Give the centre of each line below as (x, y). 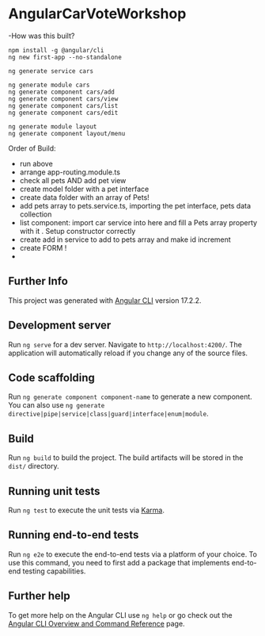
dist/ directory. (34, 466)
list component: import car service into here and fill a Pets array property (138, 222)
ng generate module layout (53, 126)
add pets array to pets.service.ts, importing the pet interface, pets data (135, 205)
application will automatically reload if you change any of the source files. (128, 353)
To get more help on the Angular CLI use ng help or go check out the (120, 615)
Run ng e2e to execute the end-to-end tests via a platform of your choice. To (133, 554)
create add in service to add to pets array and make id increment (125, 239)
